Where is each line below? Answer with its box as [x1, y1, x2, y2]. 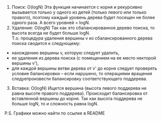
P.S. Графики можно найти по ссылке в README [4, 110, 105, 116]
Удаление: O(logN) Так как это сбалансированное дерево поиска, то [11, 25, 155, 31]
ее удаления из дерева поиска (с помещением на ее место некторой [11, 55, 156, 60]
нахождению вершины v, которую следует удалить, [11, 50, 120, 56]
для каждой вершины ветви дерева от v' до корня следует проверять [11, 65, 158, 71]
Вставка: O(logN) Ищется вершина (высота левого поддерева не [11, 85, 147, 91]
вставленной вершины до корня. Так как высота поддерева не [11, 96, 143, 101]
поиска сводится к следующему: [11, 40, 81, 46]
